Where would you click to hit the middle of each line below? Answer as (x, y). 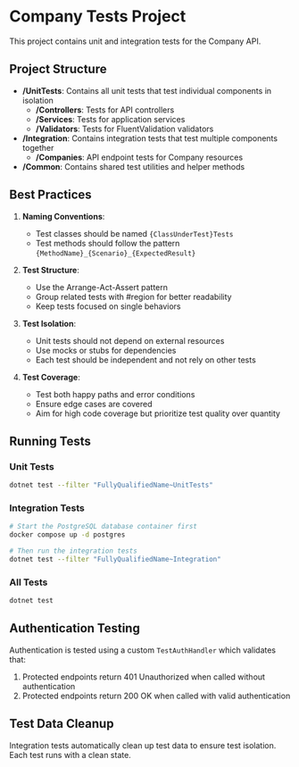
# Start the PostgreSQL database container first (104, 527)
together (38, 147)
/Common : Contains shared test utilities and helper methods (133, 166)
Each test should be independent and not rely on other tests (145, 360)
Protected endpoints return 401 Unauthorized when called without (144, 677)
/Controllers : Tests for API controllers (105, 110)
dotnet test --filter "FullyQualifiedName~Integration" (115, 560)
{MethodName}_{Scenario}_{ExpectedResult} (116, 253)
